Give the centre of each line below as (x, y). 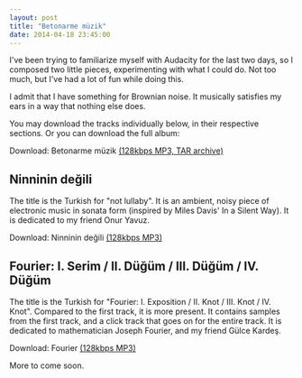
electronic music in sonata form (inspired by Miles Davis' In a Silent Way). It (149, 211)
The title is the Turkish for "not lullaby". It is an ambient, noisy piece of (139, 201)
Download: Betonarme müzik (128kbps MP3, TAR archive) (116, 151)
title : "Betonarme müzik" (58, 26)
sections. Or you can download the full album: (95, 134)
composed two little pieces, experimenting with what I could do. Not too (143, 69)
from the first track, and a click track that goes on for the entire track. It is (146, 321)
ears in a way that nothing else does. (78, 106)
